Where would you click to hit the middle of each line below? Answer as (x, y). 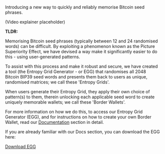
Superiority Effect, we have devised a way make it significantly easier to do (81, 52)
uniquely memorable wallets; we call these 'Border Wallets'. (65, 102)
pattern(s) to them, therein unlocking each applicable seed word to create (80, 97)
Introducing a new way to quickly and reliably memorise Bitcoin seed (75, 7)
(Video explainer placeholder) (35, 22)
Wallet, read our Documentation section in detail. (55, 122)
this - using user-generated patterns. (43, 57)
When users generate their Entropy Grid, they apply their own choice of (78, 92)
